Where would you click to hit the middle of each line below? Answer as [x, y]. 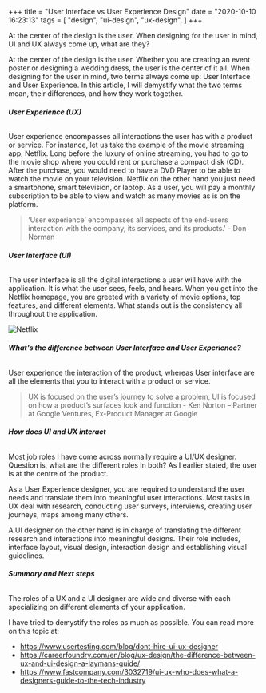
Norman [41, 237]
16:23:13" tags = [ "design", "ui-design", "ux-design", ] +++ [105, 20]
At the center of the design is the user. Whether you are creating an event [129, 60]
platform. [23, 205]
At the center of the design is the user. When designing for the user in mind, [133, 36]
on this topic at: [34, 631]
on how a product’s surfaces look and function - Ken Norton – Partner [143, 405]
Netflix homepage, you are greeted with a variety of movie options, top [125, 297]
